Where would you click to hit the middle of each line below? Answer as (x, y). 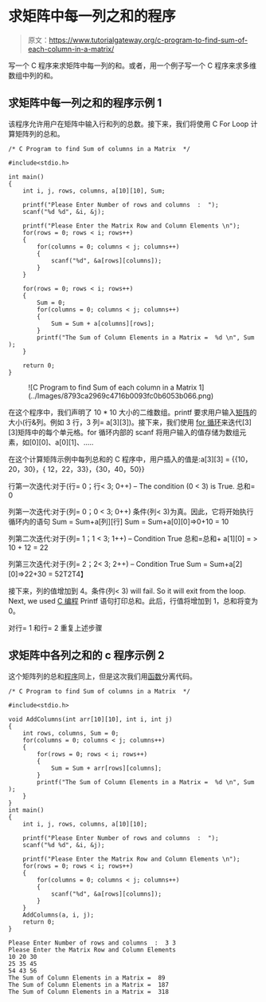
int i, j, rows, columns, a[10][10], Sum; (94, 191)
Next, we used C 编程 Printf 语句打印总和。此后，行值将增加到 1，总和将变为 (133, 600)
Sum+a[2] (226, 564)
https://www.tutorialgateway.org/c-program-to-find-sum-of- (149, 40)
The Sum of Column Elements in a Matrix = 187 (89, 984)
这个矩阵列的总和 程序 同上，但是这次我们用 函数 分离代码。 (102, 676)
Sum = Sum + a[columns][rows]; (103, 323)
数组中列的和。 (33, 75)
